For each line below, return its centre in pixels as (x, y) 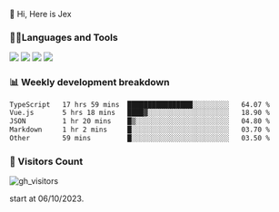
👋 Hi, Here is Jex (40, 14)
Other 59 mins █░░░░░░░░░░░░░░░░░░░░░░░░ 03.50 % (140, 139)
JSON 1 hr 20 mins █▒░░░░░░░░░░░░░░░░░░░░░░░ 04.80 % (140, 121)
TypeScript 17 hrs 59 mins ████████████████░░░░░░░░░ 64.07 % (140, 104)
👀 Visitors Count (46, 161)
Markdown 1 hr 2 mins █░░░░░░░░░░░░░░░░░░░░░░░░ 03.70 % (140, 130)
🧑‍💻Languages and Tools (64, 37)
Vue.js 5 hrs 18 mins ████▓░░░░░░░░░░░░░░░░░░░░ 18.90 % (140, 113)
